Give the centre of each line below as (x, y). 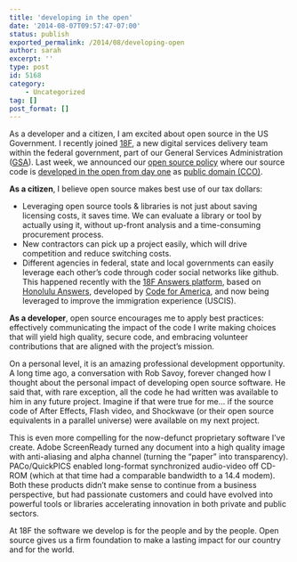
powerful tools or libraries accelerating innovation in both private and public (148, 504)
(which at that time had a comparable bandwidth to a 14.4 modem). (153, 476)
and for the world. (42, 550)
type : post (29, 68)
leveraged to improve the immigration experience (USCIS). (129, 301)
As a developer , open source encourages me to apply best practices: (136, 318)
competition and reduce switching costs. (96, 254)
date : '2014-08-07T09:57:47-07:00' (75, 26)
